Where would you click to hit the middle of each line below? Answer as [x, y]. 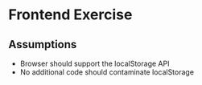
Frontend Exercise [70, 15]
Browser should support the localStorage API [95, 63]
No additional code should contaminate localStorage [107, 72]
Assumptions [43, 45]
